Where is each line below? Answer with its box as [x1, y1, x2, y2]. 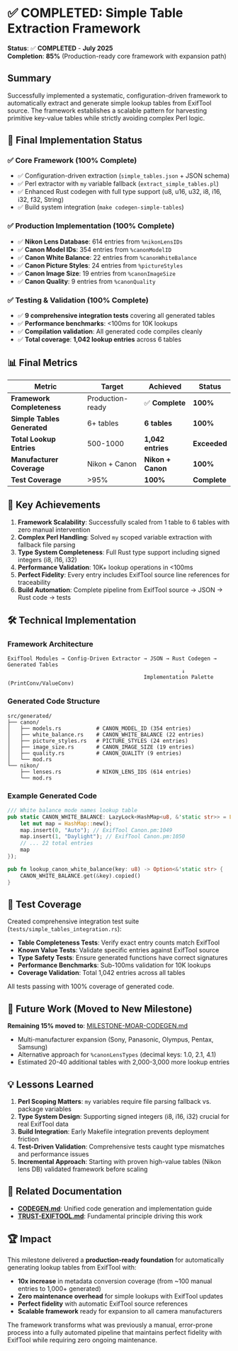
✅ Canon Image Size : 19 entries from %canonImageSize [17, 269, 176, 278]
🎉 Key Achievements [7, 499, 101, 511]
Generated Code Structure [7, 696, 101, 706]
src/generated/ [7, 712, 52, 719]
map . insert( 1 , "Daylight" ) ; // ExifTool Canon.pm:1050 [20, 833, 186, 840]
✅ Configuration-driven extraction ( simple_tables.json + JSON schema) [17, 171, 230, 180]
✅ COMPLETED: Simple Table [7, 5, 183, 21]
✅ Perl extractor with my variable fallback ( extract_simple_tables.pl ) [17, 179, 220, 188]
